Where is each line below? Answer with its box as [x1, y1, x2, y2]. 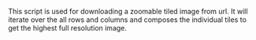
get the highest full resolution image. [8, 24, 128, 32]
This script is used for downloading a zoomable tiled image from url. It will [8, 7, 248, 16]
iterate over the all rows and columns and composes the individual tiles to [8, 15, 247, 24]
